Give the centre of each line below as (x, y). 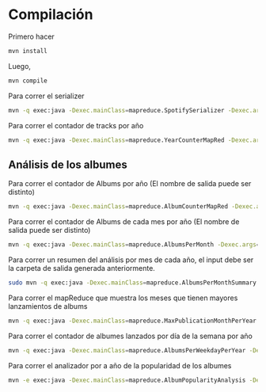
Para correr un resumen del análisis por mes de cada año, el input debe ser (131, 260)
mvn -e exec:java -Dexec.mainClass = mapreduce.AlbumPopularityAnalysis (127, 380)
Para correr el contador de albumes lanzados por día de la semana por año (131, 336)
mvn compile (28, 81)
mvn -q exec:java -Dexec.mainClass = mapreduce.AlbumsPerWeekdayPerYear (127, 350)
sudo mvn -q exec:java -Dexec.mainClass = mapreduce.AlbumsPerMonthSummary (133, 283)
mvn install (28, 51)
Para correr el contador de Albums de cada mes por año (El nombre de (124, 222)
